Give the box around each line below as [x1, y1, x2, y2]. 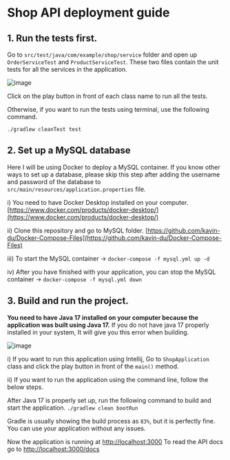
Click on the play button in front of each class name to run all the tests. [7, 92, 208, 100]
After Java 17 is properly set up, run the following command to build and [7, 396, 211, 404]
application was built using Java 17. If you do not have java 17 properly [7, 321, 209, 329]
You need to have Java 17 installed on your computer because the [7, 313, 198, 321]
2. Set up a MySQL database [7, 145, 131, 157]
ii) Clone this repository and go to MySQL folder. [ [7, 226, 148, 234]
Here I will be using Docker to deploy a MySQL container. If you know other [7, 163, 220, 171]
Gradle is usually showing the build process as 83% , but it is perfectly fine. [7, 417, 216, 425]
